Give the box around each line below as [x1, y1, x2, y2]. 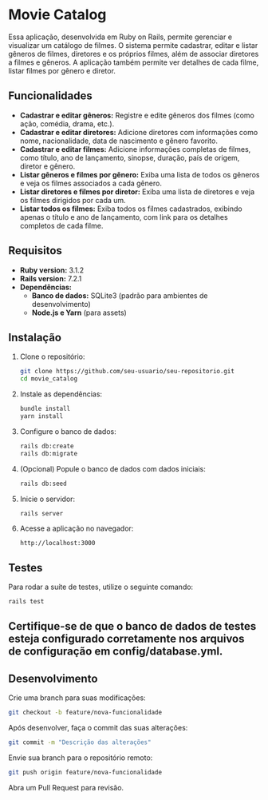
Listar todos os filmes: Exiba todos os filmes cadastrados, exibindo [19, 204, 242, 213]
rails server [19, 509, 64, 517]
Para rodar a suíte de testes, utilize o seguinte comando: [8, 582, 194, 592]
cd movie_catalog [19, 375, 78, 383]
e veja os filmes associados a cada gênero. [19, 178, 162, 188]
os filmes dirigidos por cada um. [19, 195, 126, 205]
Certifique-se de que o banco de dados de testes [8, 619, 257, 633]
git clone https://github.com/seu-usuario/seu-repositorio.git [19, 368, 235, 376]
